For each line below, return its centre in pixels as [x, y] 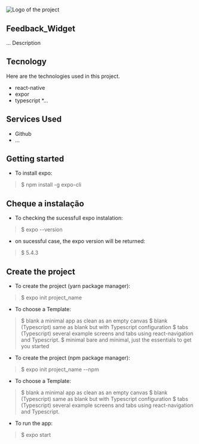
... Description [23, 43]
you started [35, 346]
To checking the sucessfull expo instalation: [69, 218]
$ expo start [36, 435]
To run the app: [33, 423]
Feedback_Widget [41, 28]
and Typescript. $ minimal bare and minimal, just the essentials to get [106, 340]
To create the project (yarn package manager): [72, 286]
